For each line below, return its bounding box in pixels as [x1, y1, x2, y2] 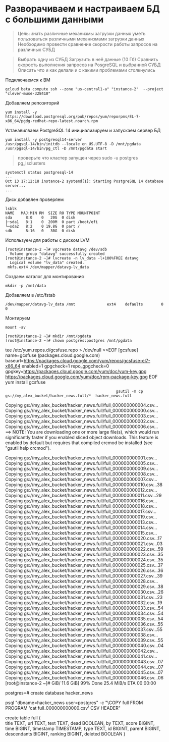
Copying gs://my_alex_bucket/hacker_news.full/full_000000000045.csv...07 [5, 669, 163, 675]
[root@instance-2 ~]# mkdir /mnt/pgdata [5, 334, 92, 339]
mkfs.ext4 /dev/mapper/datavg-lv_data [7, 264, 89, 270]
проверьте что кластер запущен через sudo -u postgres [17, 154, 138, 161]
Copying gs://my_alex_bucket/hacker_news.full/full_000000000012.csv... [5, 487, 157, 493]
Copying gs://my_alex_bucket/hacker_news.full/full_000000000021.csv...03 [5, 541, 163, 547]
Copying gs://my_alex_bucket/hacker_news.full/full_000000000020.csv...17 [5, 535, 162, 541]
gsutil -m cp [116, 389, 143, 394]
